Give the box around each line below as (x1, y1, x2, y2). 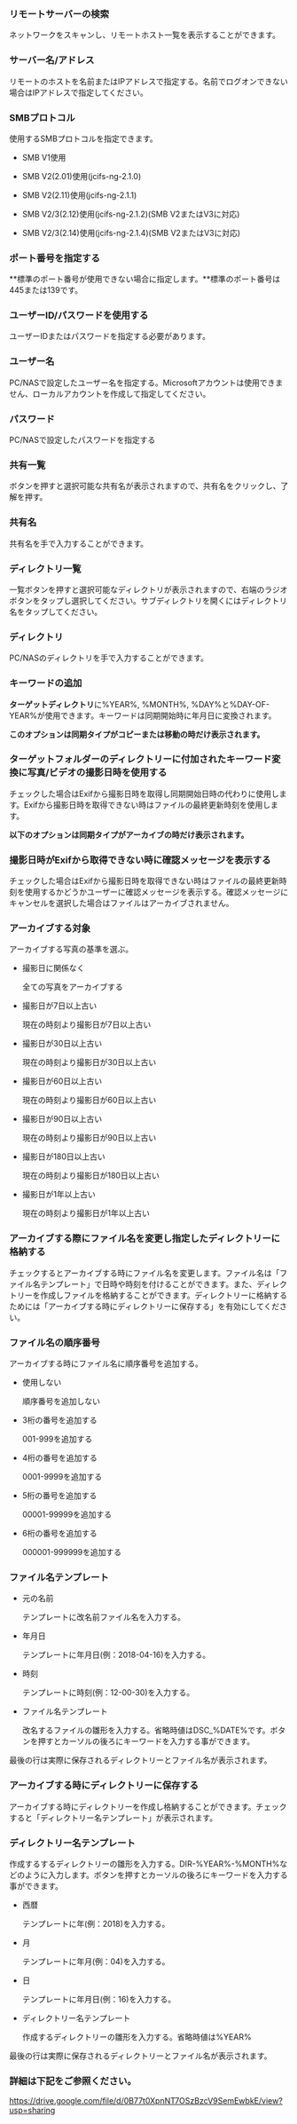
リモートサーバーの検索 (9, 7, 109, 20)
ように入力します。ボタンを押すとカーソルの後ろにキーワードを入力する (24, 1869, 288, 1880)
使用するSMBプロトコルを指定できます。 (9, 133, 158, 144)
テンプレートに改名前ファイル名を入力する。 (21, 1612, 186, 1623)
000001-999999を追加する (21, 1547, 122, 1558)
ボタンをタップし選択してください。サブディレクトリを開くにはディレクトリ (9, 595, 288, 605)
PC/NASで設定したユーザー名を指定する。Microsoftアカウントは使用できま (9, 377, 284, 388)
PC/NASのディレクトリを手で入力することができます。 (9, 652, 209, 663)
